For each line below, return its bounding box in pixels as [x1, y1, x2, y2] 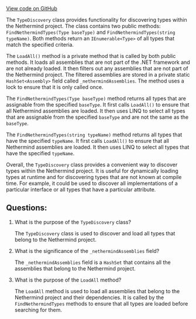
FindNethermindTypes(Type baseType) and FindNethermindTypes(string [6, 29, 176, 36]
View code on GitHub [6, 5, 57, 12]
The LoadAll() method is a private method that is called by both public [6, 53, 176, 59]
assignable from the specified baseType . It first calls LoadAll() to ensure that [6, 101, 190, 108]
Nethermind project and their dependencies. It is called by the [14, 294, 164, 301]
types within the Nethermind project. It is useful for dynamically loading [6, 167, 178, 174]
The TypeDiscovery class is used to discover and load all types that [14, 229, 176, 236]
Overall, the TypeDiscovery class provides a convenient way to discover [6, 161, 178, 168]
